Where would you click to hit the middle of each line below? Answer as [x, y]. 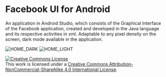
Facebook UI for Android [58, 9]
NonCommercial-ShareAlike [34, 69]
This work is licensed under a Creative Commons [57, 64]
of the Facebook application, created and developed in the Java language [82, 28]
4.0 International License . [91, 69]
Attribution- [121, 64]
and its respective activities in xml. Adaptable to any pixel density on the [81, 34]
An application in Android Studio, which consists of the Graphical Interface [83, 23]
